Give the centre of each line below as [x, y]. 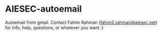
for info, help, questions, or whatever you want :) [54, 27]
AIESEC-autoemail [43, 9]
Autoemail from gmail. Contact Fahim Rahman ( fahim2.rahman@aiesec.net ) [81, 22]
